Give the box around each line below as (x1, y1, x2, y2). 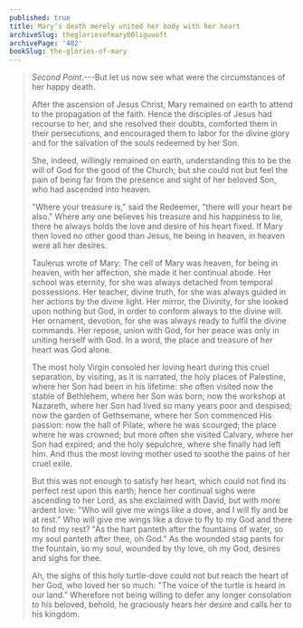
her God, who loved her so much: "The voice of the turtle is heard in (31, 580, 286, 591)
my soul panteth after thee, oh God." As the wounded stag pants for (31, 534, 285, 545)
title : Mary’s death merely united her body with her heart (9, 22, 241, 31)
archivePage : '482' (9, 38, 83, 48)
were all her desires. (31, 240, 108, 251)
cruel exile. (31, 459, 73, 469)
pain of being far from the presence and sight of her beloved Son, (31, 174, 278, 186)
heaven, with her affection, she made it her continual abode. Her (31, 267, 272, 278)
